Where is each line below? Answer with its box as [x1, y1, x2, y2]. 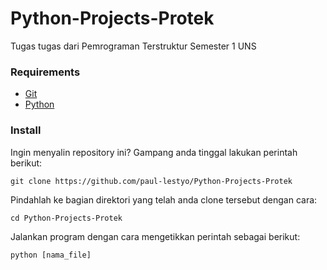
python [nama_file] [10, 250, 92, 260]
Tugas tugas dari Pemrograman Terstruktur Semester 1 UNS [10, 40, 257, 52]
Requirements [10, 65, 81, 79]
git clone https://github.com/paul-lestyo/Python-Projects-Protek [10, 176, 293, 186]
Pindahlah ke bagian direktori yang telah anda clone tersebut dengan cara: [10, 193, 318, 206]
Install [10, 123, 42, 137]
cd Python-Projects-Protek [10, 213, 123, 223]
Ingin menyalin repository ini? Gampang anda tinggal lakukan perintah [10, 146, 298, 158]
